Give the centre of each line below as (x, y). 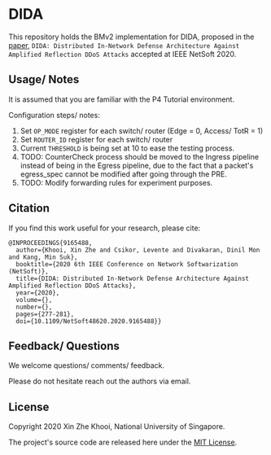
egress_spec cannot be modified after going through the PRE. (124, 174)
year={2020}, (38, 293)
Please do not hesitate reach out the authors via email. (100, 381)
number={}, (34, 307)
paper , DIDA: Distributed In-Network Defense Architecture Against (124, 45)
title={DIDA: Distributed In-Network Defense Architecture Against (133, 278)
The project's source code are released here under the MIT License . (123, 442)
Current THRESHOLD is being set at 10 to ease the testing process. (127, 148)
